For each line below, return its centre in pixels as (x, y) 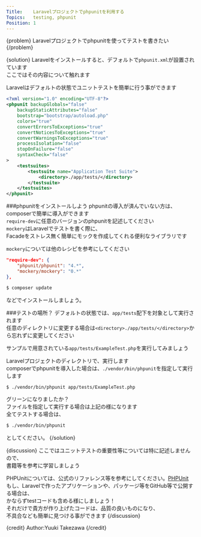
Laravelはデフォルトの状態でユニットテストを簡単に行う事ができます (91, 88)
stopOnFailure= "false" (45, 149)
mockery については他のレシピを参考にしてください (68, 249)
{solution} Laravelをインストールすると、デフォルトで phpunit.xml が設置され (100, 60)
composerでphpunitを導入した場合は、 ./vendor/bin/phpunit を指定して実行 (100, 368)
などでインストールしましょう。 (46, 300)
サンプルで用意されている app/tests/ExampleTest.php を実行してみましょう (97, 348)
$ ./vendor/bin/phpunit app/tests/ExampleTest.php (71, 387)
